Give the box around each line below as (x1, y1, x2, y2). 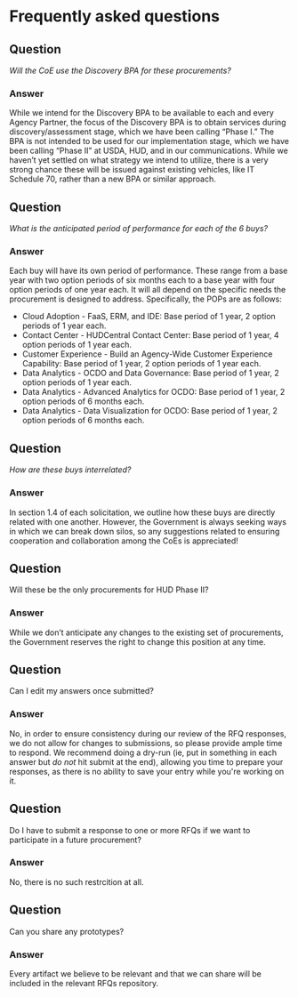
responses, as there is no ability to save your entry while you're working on (9, 766, 285, 776)
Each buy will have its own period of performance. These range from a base (9, 265, 288, 277)
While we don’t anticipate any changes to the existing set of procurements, (9, 627, 284, 638)
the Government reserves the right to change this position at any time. (9, 636, 267, 647)
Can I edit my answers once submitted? (9, 686, 154, 696)
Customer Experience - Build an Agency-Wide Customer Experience (21, 349, 273, 359)
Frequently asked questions (9, 6, 221, 27)
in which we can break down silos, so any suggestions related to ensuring (9, 526, 280, 536)
